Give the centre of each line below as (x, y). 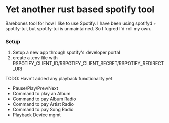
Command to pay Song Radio (43, 110)
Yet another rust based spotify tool (80, 9)
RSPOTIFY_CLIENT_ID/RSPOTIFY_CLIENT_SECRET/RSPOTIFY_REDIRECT (88, 64)
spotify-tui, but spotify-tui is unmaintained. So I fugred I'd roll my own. (78, 28)
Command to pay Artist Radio (43, 104)
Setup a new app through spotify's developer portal (66, 53)
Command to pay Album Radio (44, 99)
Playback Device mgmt (36, 115)
